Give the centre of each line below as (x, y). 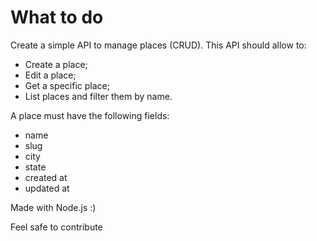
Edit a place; (50, 75)
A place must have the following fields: (90, 115)
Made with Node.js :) (53, 207)
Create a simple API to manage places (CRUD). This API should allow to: (158, 45)
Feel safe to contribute (56, 227)
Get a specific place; (67, 85)
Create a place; (56, 64)
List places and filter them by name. (98, 96)
